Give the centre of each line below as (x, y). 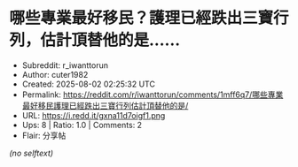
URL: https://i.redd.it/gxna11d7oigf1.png (94, 115)
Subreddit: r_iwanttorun (65, 65)
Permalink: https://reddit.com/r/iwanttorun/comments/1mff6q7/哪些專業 (153, 95)
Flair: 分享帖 (44, 135)
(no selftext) (31, 153)
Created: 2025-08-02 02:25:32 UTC (88, 84)
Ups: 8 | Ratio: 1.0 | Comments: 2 (82, 125)
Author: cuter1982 (55, 74)
